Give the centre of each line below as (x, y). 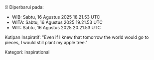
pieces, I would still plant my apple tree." (46, 42)
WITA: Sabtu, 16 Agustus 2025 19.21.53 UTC (57, 22)
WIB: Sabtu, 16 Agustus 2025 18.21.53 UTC (56, 17)
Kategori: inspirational (27, 52)
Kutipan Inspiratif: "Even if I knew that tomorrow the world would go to (77, 37)
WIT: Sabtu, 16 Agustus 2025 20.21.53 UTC (56, 28)
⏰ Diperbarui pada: (24, 7)
